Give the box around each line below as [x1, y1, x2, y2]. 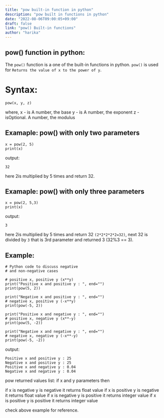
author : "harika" [5, 30, 41, 35]
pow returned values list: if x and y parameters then [5, 377, 110, 383]
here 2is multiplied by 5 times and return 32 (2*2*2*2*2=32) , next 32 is [5, 232, 148, 238]
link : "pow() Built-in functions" [5, 26, 76, 31]
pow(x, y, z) [5, 100, 32, 105]
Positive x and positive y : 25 [5, 356, 71, 361]
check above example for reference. [5, 407, 79, 413]
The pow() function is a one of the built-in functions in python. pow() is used [5, 61, 159, 67]
